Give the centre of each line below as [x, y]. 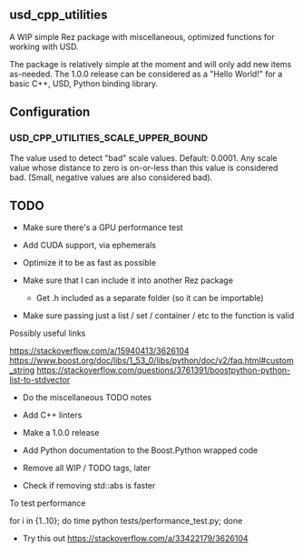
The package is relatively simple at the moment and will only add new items [151, 64]
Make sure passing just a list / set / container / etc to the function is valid [158, 316]
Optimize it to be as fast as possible [89, 263]
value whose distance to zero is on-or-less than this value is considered [144, 167]
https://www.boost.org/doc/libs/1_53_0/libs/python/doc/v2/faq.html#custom [151, 361]
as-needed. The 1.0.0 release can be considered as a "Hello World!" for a [146, 74]
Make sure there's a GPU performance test [103, 227]
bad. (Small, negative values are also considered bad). [111, 177]
